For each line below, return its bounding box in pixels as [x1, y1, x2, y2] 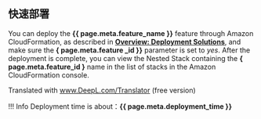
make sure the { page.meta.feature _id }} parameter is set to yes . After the [8, 45, 251, 55]
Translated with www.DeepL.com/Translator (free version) [8, 85, 196, 95]
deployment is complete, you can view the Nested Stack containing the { [8, 53, 243, 63]
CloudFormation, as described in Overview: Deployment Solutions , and [8, 37, 241, 46]
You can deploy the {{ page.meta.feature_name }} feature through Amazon [8, 28, 254, 38]
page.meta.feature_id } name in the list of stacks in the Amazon [8, 62, 216, 71]
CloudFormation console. [8, 70, 90, 80]
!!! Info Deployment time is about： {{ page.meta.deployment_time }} [8, 101, 233, 111]
